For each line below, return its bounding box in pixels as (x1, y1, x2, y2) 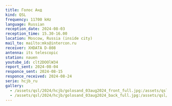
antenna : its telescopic (5, 50, 58, 55)
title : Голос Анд (5, 7, 42, 13)
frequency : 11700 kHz (5, 17, 52, 22)
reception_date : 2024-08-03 (5, 26, 66, 32)
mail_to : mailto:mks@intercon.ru (5, 41, 77, 46)
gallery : (5, 83, 24, 88)
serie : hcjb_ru (5, 78, 38, 84)
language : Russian (5, 21, 45, 27)
